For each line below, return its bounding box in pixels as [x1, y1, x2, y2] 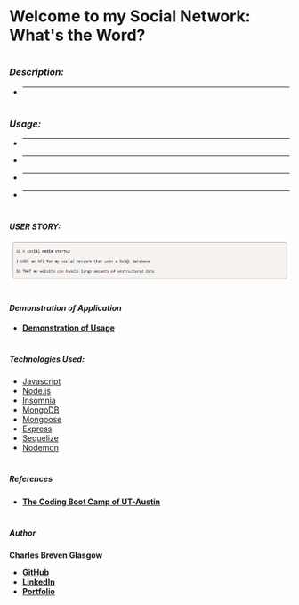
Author [9, 527, 36, 538]
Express [21, 423, 53, 434]
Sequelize [21, 433, 60, 444]
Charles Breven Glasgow [9, 550, 103, 560]
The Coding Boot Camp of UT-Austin [21, 496, 161, 507]
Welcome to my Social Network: [9, 6, 251, 27]
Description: [9, 66, 64, 78]
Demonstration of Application [9, 303, 122, 314]
